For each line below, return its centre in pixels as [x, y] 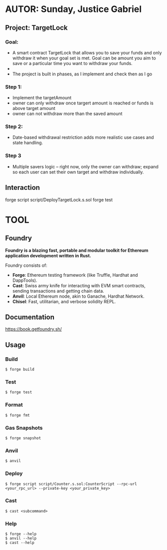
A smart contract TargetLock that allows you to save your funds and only [87, 52]
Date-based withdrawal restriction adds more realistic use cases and [83, 137]
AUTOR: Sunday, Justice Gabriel [74, 9]
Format [14, 405]
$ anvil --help [21, 539]
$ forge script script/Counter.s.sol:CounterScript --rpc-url [71, 484]
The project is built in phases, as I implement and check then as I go [82, 74]
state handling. [28, 143]
